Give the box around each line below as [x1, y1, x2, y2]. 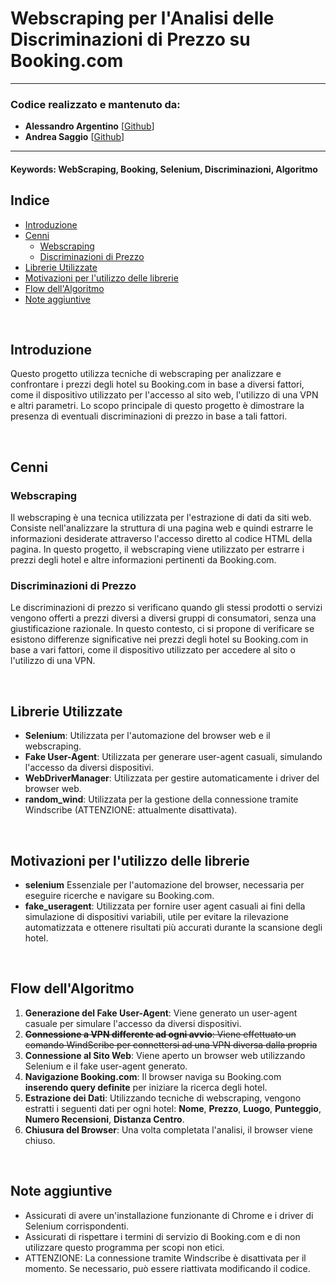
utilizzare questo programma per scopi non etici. [24, 1241, 225, 1253]
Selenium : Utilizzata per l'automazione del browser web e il [24, 730, 271, 742]
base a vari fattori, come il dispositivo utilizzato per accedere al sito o [10, 644, 296, 656]
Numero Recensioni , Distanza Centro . [24, 1113, 185, 1125]
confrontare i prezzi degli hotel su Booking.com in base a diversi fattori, [10, 378, 305, 391]
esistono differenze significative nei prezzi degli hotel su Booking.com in [10, 633, 309, 646]
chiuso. [24, 1134, 56, 1146]
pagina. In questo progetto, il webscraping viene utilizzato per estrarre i [10, 543, 305, 556]
